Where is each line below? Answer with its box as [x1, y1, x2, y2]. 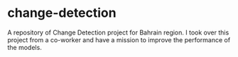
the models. [7, 43, 43, 51]
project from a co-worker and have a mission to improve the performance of [7, 35, 231, 44]
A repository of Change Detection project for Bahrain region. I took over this [7, 28, 229, 37]
